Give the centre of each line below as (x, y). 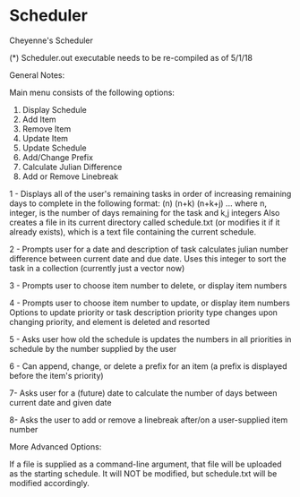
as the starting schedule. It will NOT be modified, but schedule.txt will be (143, 473)
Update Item (45, 138)
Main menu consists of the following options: (92, 92)
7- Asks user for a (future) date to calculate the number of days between (143, 393)
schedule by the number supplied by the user (93, 348)
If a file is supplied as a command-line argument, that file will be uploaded (146, 464)
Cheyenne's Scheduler (51, 40)
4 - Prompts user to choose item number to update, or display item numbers (150, 303)
